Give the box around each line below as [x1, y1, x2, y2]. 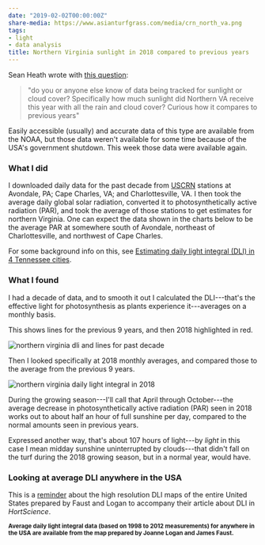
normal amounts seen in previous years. [8, 420, 139, 429]
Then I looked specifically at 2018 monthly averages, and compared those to [8, 356, 258, 365]
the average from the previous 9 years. [8, 364, 135, 373]
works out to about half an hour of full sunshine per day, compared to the [8, 411, 247, 421]
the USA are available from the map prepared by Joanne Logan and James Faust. [8, 528, 234, 537]
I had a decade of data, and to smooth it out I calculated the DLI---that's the [8, 292, 256, 302]
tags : [8, 26, 26, 34]
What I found [8, 275, 59, 286]
